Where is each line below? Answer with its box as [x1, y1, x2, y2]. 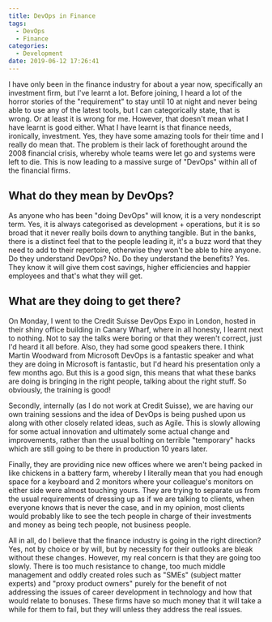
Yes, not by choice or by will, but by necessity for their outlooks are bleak [8, 544, 253, 554]
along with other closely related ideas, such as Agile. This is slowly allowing [8, 418, 261, 427]
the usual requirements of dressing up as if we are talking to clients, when [8, 494, 255, 504]
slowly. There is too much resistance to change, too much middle [8, 561, 226, 571]
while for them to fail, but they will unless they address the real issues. [8, 604, 243, 614]
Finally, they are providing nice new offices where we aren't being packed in [8, 459, 263, 469]
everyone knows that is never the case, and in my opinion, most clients [8, 502, 245, 512]
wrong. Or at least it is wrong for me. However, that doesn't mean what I [8, 114, 249, 123]
